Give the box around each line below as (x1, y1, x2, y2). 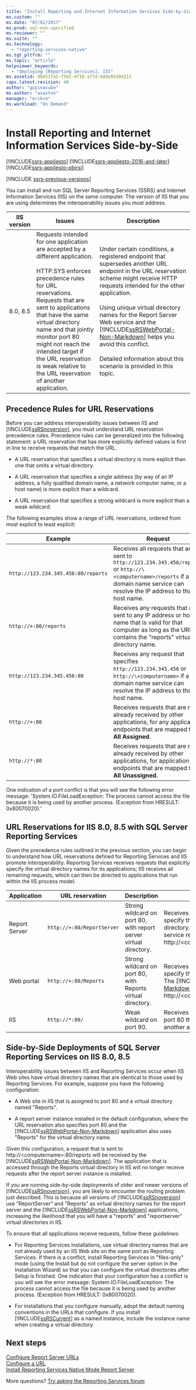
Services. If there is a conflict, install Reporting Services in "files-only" (14, 1254, 184, 1261)
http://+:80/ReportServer (47, 924, 120, 931)
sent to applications (36, 304, 90, 312)
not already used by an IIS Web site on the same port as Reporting (14, 1247, 174, 1254)
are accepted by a (36, 245, 86, 253)
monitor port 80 (36, 333, 80, 341)
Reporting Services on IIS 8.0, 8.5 (6, 1052, 130, 1062)
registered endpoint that (99, 252, 166, 260)
